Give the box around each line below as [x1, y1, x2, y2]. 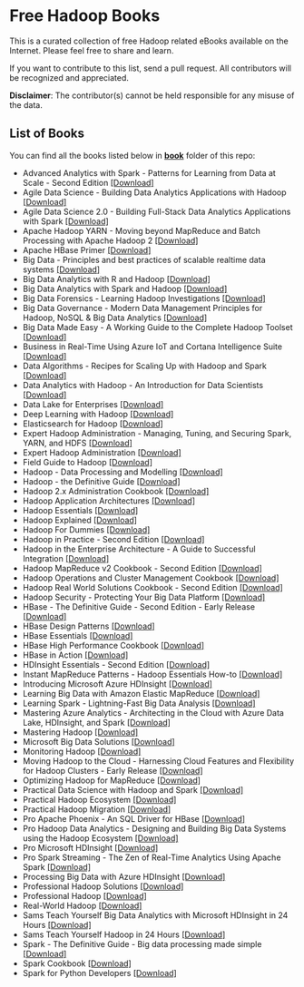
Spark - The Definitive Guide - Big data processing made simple [22, 938, 262, 949]
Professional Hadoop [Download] [22, 890, 147, 901]
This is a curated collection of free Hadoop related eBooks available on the [9, 35, 289, 46]
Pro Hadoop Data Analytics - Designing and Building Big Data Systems [22, 823, 287, 834]
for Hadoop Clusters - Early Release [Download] [22, 765, 203, 776]
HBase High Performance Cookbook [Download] [22, 640, 205, 650]
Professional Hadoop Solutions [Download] [22, 881, 184, 892]
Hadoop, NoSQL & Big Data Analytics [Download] [22, 312, 208, 323]
